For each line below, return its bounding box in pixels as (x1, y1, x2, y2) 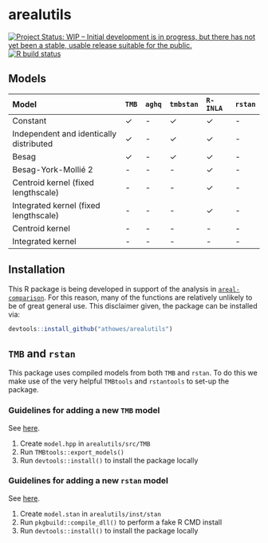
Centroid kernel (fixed (12, 177, 94, 188)
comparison (8, 293, 45, 302)
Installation (8, 263, 65, 277)
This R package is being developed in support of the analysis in (8, 284, 217, 293)
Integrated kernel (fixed (12, 199, 100, 211)
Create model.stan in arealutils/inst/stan (19, 509, 162, 518)
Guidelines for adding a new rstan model (8, 475, 169, 486)
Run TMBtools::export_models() (19, 447, 125, 456)
